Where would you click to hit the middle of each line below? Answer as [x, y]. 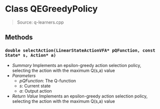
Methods [19, 37]
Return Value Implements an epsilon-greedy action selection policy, [80, 96]
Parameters [24, 75]
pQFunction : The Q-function [48, 81]
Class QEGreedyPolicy [52, 9]
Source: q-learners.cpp [40, 22]
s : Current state [35, 86]
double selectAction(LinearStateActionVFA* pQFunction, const [80, 51]
